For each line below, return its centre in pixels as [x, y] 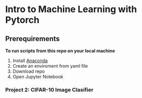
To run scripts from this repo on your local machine [60, 51]
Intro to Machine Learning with [71, 9]
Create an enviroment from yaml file [50, 66]
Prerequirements [32, 39]
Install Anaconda [30, 61]
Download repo [29, 71]
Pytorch [22, 20]
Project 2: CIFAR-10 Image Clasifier [49, 89]
